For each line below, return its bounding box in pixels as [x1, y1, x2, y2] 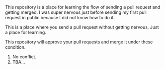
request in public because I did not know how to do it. [5, 15, 115, 20]
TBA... [12, 59, 25, 65]
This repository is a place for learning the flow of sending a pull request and [5, 4, 161, 10]
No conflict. [12, 54, 36, 60]
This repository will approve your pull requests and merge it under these [5, 39, 153, 45]
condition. [5, 44, 26, 50]
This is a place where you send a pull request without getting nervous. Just [5, 24, 159, 30]
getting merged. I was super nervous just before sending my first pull [5, 9, 147, 15]
